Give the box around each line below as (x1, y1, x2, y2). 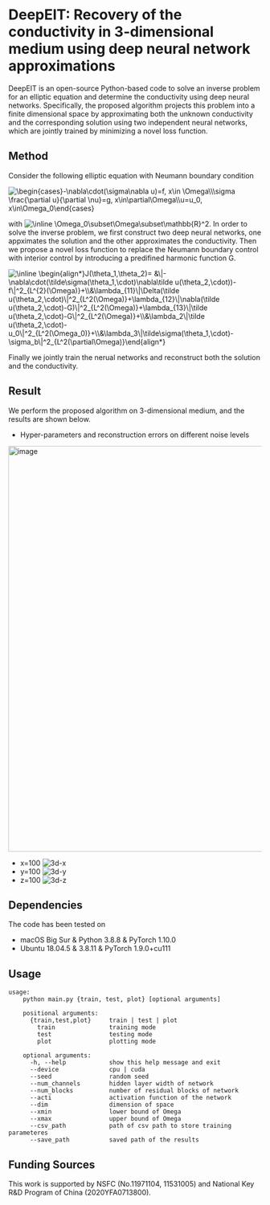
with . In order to (8, 219, 247, 228)
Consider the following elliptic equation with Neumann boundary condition (8, 170, 255, 180)
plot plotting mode (37, 1038, 157, 1046)
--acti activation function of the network (29, 1094, 231, 1102)
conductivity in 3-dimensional (8, 22, 215, 41)
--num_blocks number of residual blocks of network (29, 1087, 239, 1095)
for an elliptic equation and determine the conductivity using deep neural (8, 92, 250, 101)
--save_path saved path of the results (29, 1136, 199, 1144)
